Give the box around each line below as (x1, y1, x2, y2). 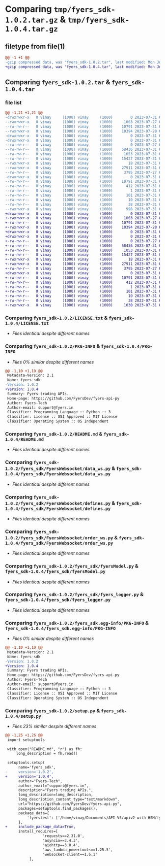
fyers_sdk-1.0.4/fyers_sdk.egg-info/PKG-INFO (5, 626, 116, 631)
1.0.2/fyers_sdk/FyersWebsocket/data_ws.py (5, 466, 111, 471)
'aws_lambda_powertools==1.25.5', (42, 847, 113, 852)
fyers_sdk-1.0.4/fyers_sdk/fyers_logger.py (5, 597, 111, 603)
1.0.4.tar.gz (5, 25, 58, 34)
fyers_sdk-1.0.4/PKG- (101, 344, 153, 349)
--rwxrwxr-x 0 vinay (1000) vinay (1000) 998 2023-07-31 (5, 206, 157, 211)
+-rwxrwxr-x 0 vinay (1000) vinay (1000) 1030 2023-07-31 (5, 303, 157, 308)
